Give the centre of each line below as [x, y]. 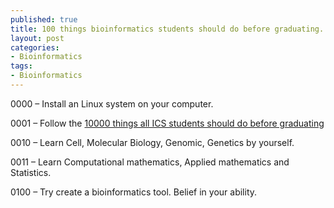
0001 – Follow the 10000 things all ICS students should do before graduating [167, 123]
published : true [44, 19]
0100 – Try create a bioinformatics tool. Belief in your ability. [134, 192]
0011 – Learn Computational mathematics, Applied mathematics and [150, 162]
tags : [21, 66]
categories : [35, 47]
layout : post [37, 38]
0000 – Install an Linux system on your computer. [112, 103]
